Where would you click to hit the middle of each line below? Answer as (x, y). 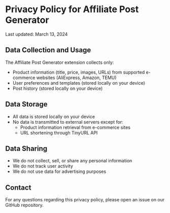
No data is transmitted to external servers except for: (68, 122)
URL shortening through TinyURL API (59, 132)
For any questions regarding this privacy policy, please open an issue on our (85, 200)
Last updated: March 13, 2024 (37, 34)
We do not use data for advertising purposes (59, 171)
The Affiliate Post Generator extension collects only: (60, 62)
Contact (18, 187)
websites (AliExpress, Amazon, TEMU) (76, 78)
